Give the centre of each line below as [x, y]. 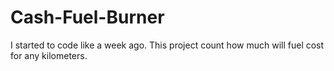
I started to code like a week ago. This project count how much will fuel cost [167, 45]
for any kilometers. [49, 55]
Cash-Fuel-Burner [87, 17]
